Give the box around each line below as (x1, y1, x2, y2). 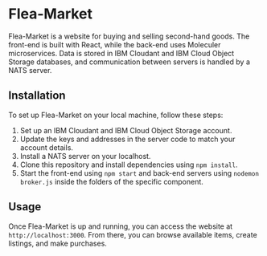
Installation (8, 89, 66, 103)
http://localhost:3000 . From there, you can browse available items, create (8, 230, 257, 239)
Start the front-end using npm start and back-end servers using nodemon (19, 168, 260, 177)
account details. (19, 142, 74, 152)
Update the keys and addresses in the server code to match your (19, 134, 236, 144)
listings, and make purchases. (8, 238, 107, 248)
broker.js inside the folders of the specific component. (19, 177, 203, 186)
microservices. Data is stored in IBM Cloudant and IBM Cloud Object (8, 48, 235, 58)
